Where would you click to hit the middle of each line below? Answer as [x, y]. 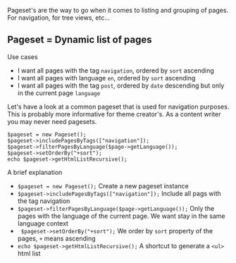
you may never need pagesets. [52, 121]
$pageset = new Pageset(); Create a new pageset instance [103, 185]
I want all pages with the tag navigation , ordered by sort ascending [116, 71]
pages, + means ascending [57, 238]
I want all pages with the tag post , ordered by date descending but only [121, 85]
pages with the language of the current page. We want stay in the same [121, 216]
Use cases [23, 56]
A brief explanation [35, 172]
